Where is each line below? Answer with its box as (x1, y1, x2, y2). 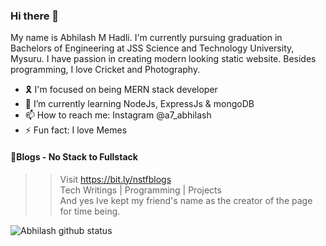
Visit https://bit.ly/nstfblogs (59, 173, 172, 185)
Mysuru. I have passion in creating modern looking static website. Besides (10, 53, 317, 65)
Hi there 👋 (10, 9, 60, 23)
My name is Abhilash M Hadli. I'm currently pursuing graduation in (10, 32, 283, 44)
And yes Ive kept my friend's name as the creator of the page (59, 194, 313, 206)
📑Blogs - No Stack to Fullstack (10, 150, 138, 163)
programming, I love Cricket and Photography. (10, 64, 201, 76)
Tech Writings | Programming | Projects (59, 184, 222, 196)
